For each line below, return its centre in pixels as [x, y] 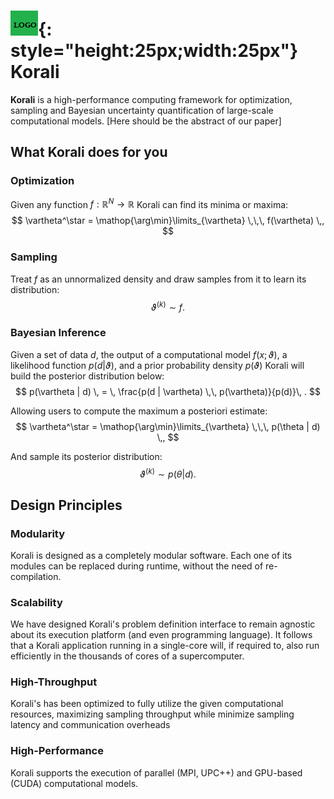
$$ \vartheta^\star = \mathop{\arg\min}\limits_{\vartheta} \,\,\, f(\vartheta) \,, [168, 221]
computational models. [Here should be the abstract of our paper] [146, 121]
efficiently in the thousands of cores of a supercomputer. [127, 656]
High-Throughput [54, 682]
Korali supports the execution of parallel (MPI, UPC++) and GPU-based [156, 772]
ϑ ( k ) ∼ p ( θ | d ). [168, 473]
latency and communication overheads [90, 725]
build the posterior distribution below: [87, 376]
